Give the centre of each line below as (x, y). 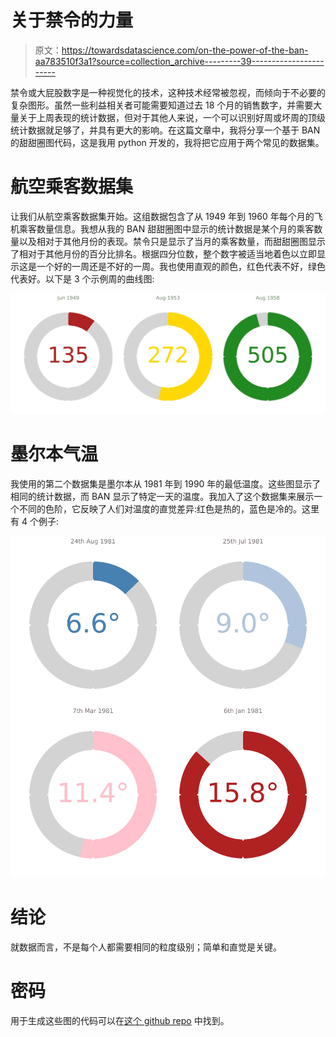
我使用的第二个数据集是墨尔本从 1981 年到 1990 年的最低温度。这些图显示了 (166, 484)
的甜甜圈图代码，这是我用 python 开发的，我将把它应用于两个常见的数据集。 (167, 142)
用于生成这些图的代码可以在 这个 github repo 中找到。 (120, 1020)
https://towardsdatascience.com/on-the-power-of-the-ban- (185, 50)
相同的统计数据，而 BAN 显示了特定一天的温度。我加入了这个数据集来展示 (162, 497)
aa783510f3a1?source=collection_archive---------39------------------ (179, 61)
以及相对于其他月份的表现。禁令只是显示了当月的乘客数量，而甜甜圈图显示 (172, 241)
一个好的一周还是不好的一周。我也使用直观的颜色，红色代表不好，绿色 (181, 266)
